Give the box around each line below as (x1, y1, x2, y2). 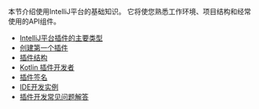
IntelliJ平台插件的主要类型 (19, 34, 104, 42)
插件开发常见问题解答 (19, 93, 89, 101)
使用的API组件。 (8, 16, 61, 26)
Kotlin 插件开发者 (19, 63, 75, 72)
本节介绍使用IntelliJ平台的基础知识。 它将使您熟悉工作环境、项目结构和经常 (8, 7, 251, 16)
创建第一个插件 (19, 43, 68, 53)
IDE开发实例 (19, 82, 59, 92)
